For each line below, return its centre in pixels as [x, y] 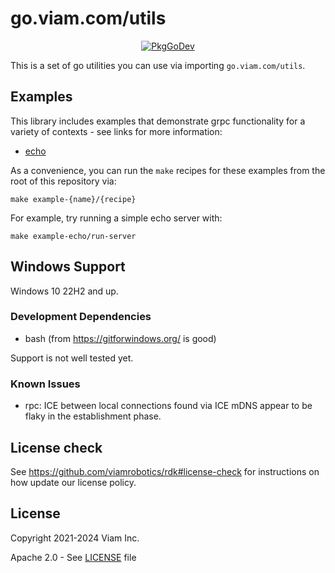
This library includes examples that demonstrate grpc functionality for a [158, 121]
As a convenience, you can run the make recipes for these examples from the [168, 170]
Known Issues [45, 384]
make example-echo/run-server [73, 236]
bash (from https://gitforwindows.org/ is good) [120, 338]
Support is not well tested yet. [72, 358]
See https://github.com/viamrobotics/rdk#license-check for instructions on [165, 471]
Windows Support [68, 267]
